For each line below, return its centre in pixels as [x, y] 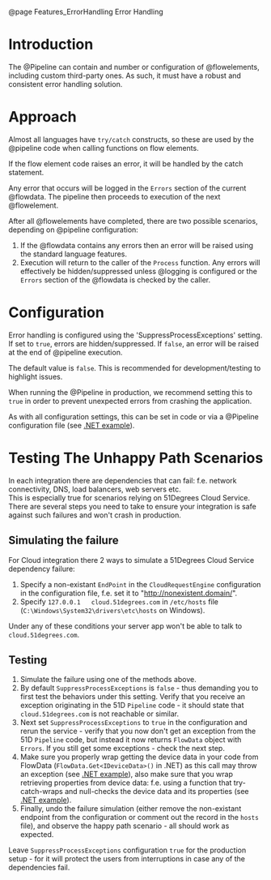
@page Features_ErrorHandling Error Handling [86, 12]
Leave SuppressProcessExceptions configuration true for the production [127, 850]
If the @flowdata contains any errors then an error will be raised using [136, 245]
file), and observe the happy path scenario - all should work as [125, 826]
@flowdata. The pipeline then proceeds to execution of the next [114, 196]
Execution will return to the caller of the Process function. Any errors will [140, 262]
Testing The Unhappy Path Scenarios [136, 458]
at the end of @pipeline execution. [66, 352]
